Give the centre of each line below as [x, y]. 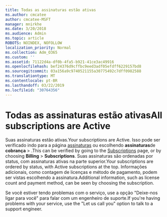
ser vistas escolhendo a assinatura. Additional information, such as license [82, 177]
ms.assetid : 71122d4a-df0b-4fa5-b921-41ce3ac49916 [60, 62]
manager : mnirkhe [24, 24]
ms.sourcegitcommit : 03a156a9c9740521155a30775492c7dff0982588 [73, 71]
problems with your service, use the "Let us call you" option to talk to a [79, 204]
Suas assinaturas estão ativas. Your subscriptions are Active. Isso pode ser [83, 140]
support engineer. [24, 209]
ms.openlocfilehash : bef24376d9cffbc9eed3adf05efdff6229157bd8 [73, 66]
